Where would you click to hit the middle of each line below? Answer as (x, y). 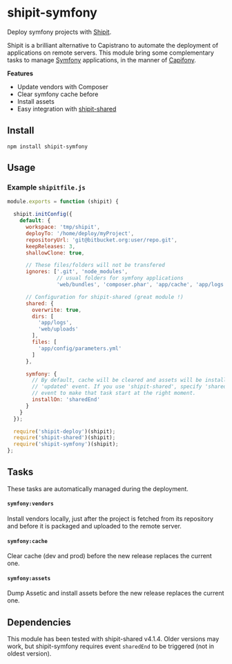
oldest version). (29, 654)
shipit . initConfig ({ (43, 214)
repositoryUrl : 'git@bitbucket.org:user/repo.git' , (101, 240)
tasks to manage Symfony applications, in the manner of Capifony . (102, 59)
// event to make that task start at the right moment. (114, 393)
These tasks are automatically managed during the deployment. (98, 488)
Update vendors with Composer (62, 86)
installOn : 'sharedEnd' (66, 400)
